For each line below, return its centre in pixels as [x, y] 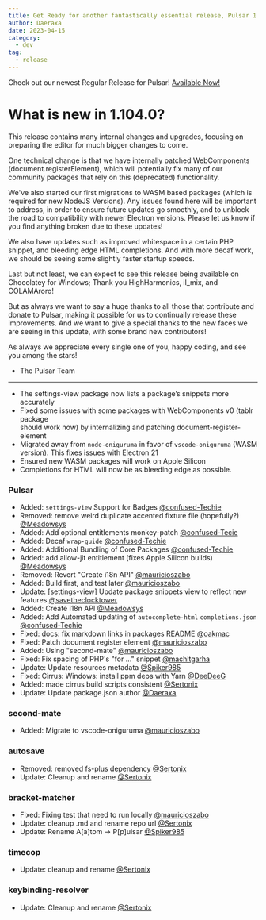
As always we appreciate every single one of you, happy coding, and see [127, 347]
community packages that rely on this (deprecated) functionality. [114, 177]
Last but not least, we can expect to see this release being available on [123, 274]
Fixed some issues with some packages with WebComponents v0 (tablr [136, 410]
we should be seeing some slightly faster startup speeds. [102, 258]
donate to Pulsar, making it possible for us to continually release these [123, 314]
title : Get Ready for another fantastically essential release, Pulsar [129, 15]
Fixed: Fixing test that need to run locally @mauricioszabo [114, 815]
